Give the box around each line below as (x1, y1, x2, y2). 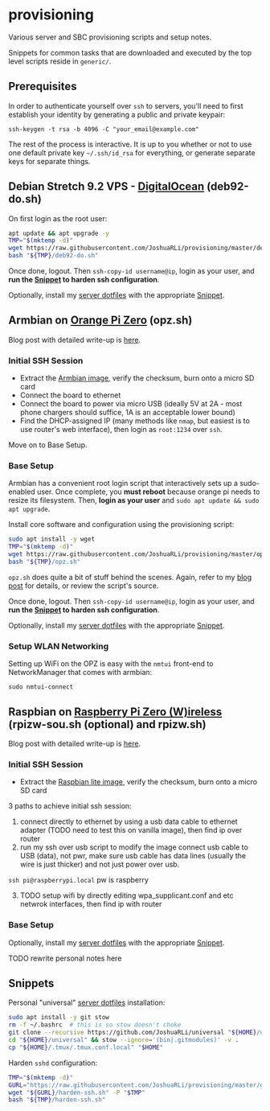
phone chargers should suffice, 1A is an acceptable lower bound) (19, 408, 235, 418)
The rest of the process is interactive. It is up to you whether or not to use (8, 139, 252, 149)
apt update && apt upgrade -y (8, 229, 110, 237)
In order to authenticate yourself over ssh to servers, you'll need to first (8, 101, 243, 110)
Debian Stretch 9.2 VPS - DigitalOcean (8, 179, 205, 194)
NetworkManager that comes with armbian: (8, 668, 153, 677)
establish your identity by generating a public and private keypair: (8, 109, 226, 119)
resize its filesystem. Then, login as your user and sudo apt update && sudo (8, 496, 260, 505)
